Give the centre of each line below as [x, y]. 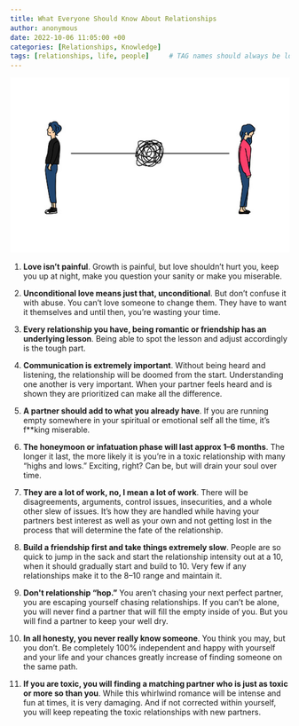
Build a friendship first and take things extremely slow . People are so [152, 547]
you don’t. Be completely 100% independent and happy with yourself [149, 647]
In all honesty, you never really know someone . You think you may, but [154, 638]
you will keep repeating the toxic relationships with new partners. [142, 712]
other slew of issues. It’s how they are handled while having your [141, 511]
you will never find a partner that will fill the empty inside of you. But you [155, 612]
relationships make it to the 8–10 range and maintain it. [122, 576]
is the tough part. [55, 348]
